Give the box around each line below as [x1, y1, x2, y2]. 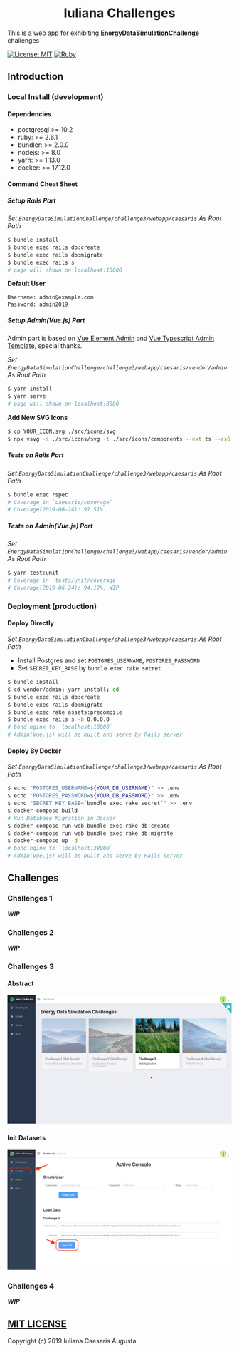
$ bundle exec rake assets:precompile [7, 708, 122, 716]
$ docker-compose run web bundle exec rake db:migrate [7, 829, 174, 837]
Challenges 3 [7, 961, 55, 971]
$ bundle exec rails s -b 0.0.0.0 [7, 716, 110, 723]
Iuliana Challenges [63, 5, 176, 21]
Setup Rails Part [7, 196, 56, 205]
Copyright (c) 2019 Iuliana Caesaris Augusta [7, 1336, 137, 1345]
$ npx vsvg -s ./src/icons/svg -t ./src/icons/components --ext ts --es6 [7, 435, 231, 443]
